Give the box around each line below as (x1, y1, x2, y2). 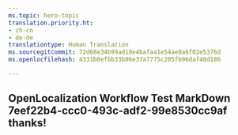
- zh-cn (8, 26, 34, 34)
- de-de (8, 33, 34, 42)
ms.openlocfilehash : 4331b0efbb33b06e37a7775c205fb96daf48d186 (8, 56, 221, 64)
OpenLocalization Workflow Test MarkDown (8, 92, 231, 105)
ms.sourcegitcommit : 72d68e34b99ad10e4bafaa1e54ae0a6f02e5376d (8, 48, 221, 56)
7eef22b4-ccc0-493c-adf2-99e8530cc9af (8, 104, 228, 118)
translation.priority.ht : (8, 19, 93, 27)
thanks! (8, 116, 47, 130)
